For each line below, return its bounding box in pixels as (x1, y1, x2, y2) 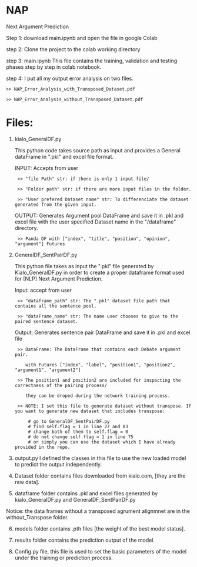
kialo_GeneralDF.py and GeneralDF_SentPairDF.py (14, 496, 136, 503)
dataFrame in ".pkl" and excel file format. (14, 153, 113, 160)
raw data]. (14, 478, 40, 485)
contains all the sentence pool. (14, 303, 97, 309)
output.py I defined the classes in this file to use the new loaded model (14, 454, 186, 462)
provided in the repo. (14, 444, 71, 450)
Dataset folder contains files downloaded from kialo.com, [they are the (14, 472, 186, 479)
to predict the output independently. (14, 461, 102, 468)
